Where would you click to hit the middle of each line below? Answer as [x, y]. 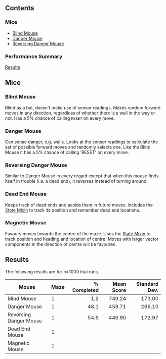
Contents [20, 8]
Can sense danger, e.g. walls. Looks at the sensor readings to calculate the [82, 142]
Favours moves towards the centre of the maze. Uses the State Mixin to [78, 233]
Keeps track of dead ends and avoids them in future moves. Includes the [79, 205]
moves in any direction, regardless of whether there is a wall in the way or [80, 113]
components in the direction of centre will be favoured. [61, 244]
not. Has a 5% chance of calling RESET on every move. [60, 118]
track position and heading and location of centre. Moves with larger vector [82, 239]
